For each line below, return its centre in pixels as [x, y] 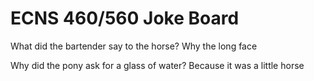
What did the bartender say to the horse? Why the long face [134, 46]
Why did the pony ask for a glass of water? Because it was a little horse [157, 65]
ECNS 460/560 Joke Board [125, 18]
